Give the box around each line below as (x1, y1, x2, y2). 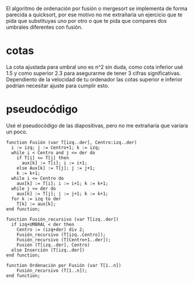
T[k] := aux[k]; (16, 201, 57, 207)
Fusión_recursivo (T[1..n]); (16, 268, 88, 273)
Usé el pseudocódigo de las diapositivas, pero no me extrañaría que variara (6, 122, 188, 129)
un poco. (6, 128, 27, 135)
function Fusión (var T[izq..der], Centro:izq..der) (6, 139, 137, 145)
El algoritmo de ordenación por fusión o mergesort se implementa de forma (6, 5, 188, 12)
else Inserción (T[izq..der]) (11, 247, 85, 253)
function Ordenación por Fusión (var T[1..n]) (6, 262, 122, 268)
